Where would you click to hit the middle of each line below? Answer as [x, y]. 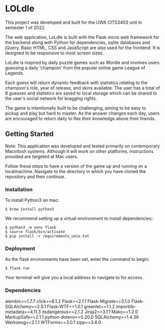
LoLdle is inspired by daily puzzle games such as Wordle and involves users [82, 62]
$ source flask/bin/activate [35, 232]
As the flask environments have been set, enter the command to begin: [77, 259]
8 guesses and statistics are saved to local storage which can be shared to [81, 93]
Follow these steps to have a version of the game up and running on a [76, 166]
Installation [19, 189]
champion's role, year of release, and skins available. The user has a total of [82, 88]
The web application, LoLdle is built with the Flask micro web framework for [82, 37]
